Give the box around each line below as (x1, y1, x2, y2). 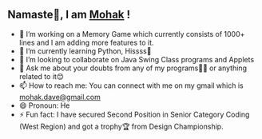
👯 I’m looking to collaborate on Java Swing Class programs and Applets (18, 54, 255, 64)
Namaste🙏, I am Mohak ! (7, 8, 131, 22)
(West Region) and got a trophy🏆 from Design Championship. (18, 121, 224, 131)
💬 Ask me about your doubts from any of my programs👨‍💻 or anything (18, 63, 247, 73)
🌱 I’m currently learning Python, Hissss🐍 (18, 46, 152, 56)
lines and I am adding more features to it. (18, 38, 154, 47)
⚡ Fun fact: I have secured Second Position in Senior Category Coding (18, 109, 250, 119)
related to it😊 (18, 71, 65, 81)
